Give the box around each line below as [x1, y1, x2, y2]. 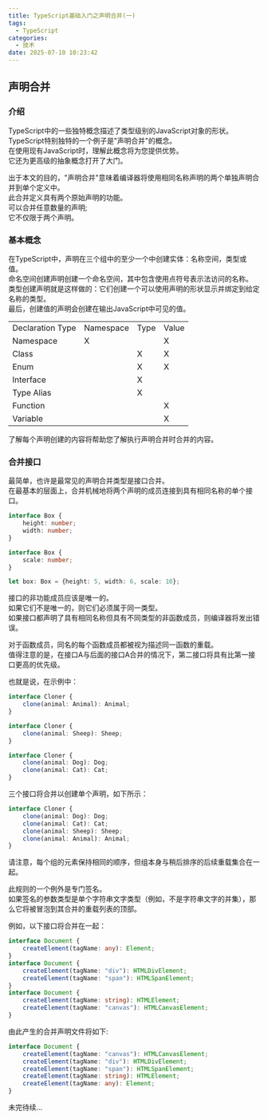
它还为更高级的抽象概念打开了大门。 [8, 156, 128, 165]
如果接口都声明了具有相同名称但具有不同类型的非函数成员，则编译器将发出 [8, 613, 253, 623]
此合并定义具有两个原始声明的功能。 [8, 192, 128, 202]
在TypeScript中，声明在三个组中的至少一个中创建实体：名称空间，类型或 [8, 254, 247, 263]
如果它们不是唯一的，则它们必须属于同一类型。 [8, 603, 162, 613]
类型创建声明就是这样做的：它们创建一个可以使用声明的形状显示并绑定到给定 [8, 284, 260, 294]
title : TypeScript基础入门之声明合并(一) [8, 11, 136, 20]
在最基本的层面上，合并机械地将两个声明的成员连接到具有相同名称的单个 [8, 486, 246, 495]
